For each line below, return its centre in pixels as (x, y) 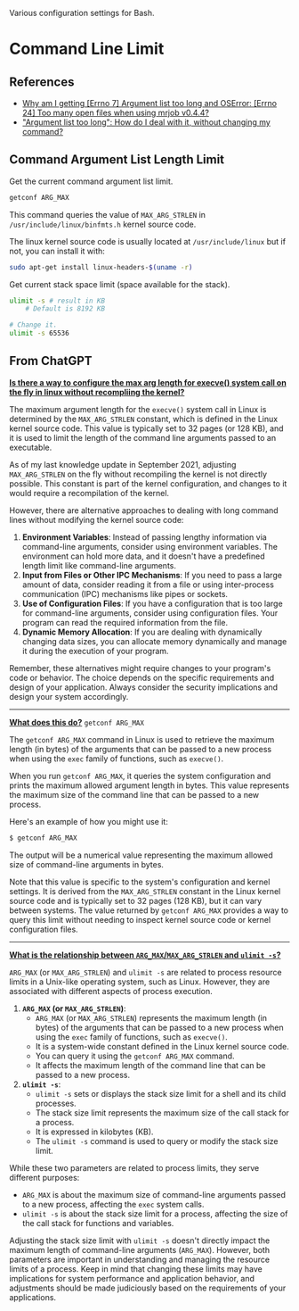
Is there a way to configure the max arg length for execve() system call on (148, 382)
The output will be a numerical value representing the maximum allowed (141, 855)
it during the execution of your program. (95, 651)
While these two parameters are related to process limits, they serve (134, 1167)
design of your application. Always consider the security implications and (144, 687)
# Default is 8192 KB (65, 309)
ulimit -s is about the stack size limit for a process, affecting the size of (155, 1214)
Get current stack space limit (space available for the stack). (120, 284)
